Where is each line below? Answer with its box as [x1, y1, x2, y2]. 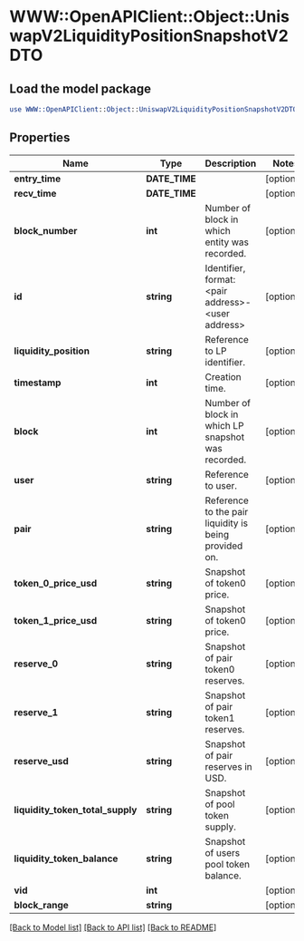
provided [204, 539, 243, 552]
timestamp [14, 376, 62, 389]
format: [204, 273, 236, 286]
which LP [204, 419, 244, 432]
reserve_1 [14, 705, 59, 718]
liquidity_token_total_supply [14, 803, 138, 816]
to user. [204, 479, 238, 491]
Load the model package [9, 81, 152, 96]
